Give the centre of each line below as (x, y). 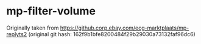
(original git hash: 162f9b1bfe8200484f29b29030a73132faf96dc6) (112, 34)
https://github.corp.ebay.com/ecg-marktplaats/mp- (125, 28)
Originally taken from (33, 28)
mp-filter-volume (51, 11)
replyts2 (17, 34)
